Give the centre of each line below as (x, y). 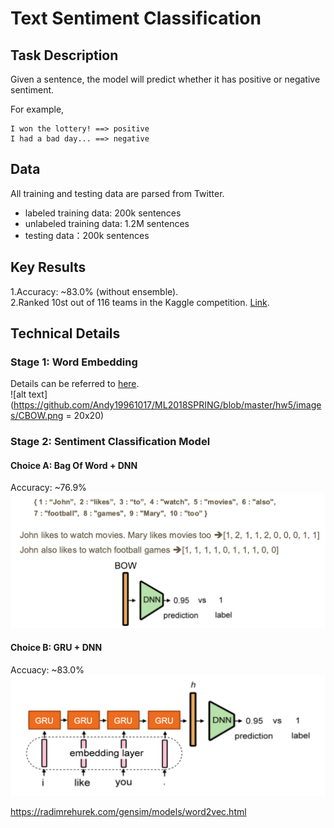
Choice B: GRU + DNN (56, 648)
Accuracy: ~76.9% (48, 488)
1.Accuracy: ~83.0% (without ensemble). (94, 291)
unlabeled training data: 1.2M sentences (107, 223)
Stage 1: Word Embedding (74, 362)
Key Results (48, 267)
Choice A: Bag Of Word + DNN (74, 465)
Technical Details (65, 333)
